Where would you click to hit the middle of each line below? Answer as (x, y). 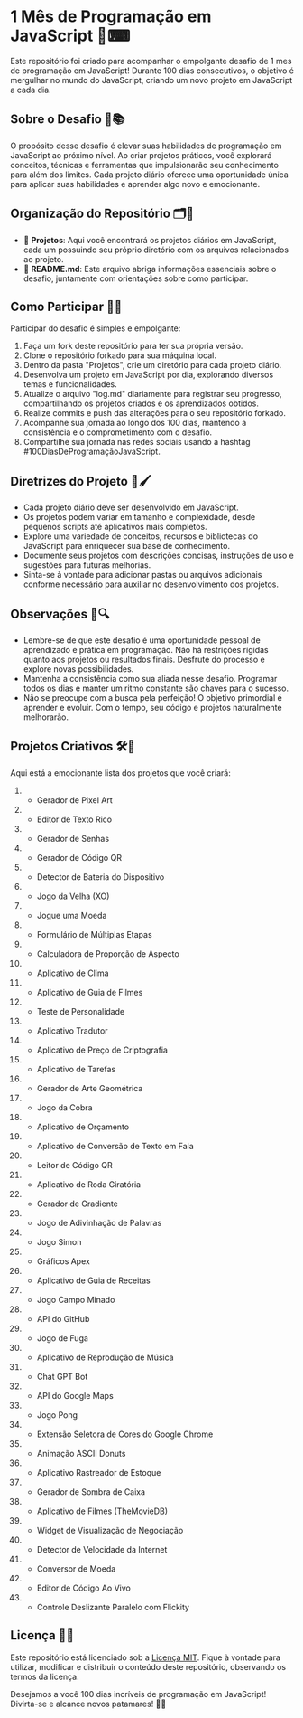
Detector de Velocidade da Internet (102, 1549)
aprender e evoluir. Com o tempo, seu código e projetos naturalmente (152, 708)
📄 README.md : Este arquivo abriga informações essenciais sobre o (150, 269)
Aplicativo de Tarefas (76, 1069)
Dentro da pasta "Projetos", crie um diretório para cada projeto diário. (152, 365)
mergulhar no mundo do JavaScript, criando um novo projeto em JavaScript (151, 80)
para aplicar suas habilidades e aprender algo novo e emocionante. (135, 184)
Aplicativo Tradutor (72, 1030)
